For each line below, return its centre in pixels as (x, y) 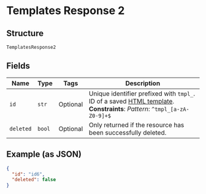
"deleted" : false (34, 180)
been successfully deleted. (128, 132)
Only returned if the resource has (136, 125)
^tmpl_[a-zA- (170, 109)
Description (143, 83)
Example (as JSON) (44, 155)
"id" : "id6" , (29, 174)
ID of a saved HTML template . (132, 101)
